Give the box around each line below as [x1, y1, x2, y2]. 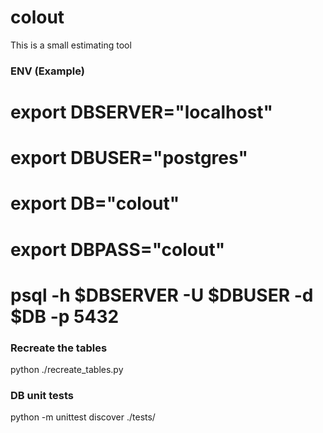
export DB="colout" [10, 192, 180, 215]
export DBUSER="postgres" [10, 147, 248, 170]
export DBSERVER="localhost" [10, 101, 274, 124]
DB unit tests [10, 389, 74, 403]
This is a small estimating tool [10, 39, 132, 51]
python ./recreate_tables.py [10, 364, 124, 376]
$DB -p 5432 [10, 305, 120, 328]
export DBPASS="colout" [10, 238, 226, 261]
